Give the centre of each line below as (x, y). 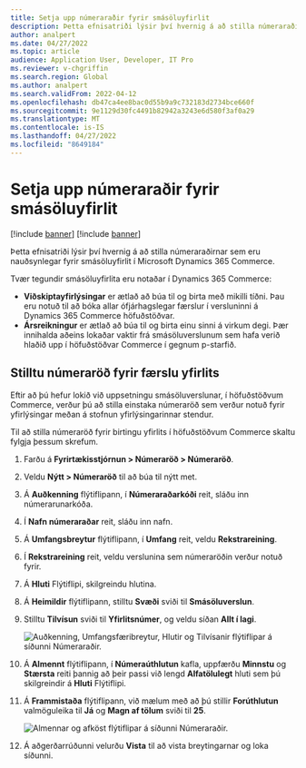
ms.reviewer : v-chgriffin (59, 69)
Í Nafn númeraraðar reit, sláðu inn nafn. (98, 521)
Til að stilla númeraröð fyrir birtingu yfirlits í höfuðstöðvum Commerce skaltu (153, 431)
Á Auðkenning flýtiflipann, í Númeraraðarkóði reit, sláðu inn (136, 494)
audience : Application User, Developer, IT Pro (102, 60)
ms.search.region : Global (59, 77)
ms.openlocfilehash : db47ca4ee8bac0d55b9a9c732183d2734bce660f (133, 102)
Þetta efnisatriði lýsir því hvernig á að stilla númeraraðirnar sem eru (136, 251)
